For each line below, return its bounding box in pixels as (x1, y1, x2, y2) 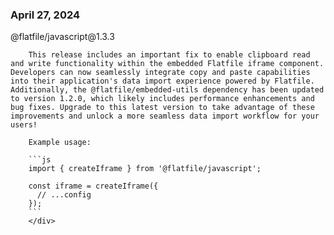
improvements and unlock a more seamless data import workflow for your (10, 111, 320, 122)
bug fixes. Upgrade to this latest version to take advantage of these (10, 103, 315, 113)
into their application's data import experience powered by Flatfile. (10, 76, 315, 87)
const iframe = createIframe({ (28, 181, 159, 192)
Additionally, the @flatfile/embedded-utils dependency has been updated (10, 85, 325, 95)
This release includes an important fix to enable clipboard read (28, 50, 311, 60)
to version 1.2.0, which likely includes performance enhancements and (10, 94, 315, 104)
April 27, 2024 (10, 8, 81, 22)
